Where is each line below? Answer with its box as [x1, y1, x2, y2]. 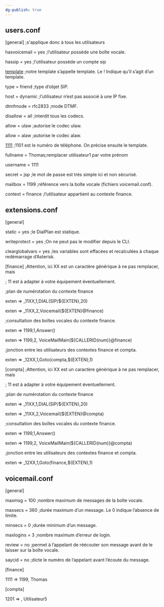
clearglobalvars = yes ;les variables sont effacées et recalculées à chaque [5, 248, 159, 254]
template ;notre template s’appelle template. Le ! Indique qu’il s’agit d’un [5, 69, 154, 75]
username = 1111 [5, 162, 39, 168]
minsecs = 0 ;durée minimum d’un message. [5, 522, 97, 528]
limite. [5, 512, 18, 519]
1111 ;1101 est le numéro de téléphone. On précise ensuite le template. [5, 142, 148, 149]
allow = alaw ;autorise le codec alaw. [5, 132, 81, 139]
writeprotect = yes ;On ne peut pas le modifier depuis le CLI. [5, 239, 130, 245]
